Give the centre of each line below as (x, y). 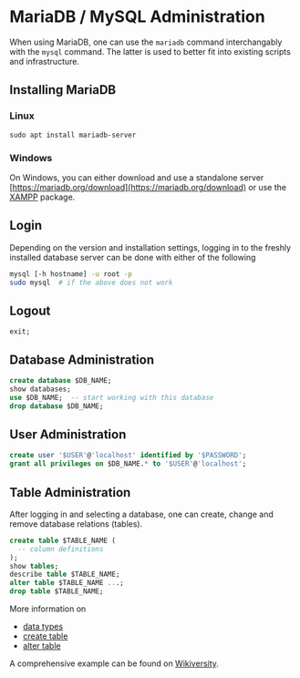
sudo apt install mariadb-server (73, 135)
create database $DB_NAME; (61, 381)
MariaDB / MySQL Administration (138, 17)
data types (43, 627)
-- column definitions (61, 549)
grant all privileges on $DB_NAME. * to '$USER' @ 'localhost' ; (128, 464)
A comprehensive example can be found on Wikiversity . (114, 663)
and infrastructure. (45, 61)
